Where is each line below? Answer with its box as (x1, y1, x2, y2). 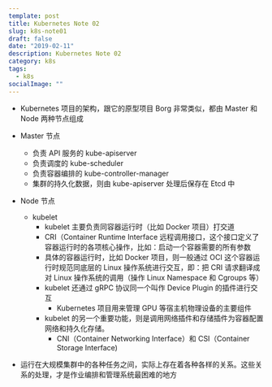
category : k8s (8, 58, 57, 66)
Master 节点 (19, 131, 61, 141)
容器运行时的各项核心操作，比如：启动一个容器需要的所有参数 (44, 241, 252, 252)
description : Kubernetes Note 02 (8, 50, 122, 58)
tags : (8, 65, 27, 73)
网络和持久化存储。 (44, 323, 110, 333)
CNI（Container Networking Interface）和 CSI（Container (56, 333, 250, 343)
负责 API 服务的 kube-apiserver (32, 148, 137, 158)
